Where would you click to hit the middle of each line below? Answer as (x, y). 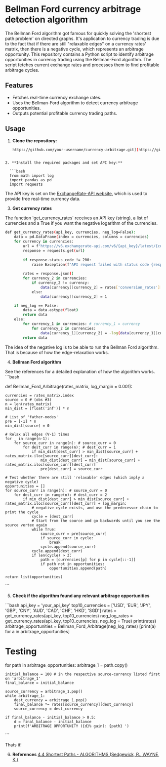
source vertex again (26, 525)
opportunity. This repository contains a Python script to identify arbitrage (80, 54)
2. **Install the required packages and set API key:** (64, 163)
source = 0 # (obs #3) (28, 400)
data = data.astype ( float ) (51, 310)
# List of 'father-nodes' (32, 417)
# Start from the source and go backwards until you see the (96, 521)
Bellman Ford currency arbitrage (73, 9)
